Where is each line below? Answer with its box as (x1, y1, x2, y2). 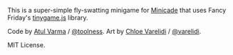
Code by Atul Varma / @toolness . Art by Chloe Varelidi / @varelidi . (7, 28, 202, 35)
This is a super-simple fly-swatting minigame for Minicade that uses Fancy (7, 6, 227, 14)
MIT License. (7, 41, 46, 49)
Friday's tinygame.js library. (7, 13, 88, 22)
